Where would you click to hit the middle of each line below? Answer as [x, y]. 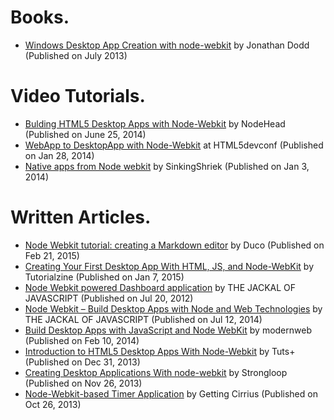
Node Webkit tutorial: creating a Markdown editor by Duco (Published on [174, 245]
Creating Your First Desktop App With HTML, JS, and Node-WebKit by [169, 266]
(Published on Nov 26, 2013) [83, 383]
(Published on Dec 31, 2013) [82, 362]
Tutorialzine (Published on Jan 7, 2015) [104, 277]
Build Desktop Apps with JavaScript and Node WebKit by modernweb [168, 330]
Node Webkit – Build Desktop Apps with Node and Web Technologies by [173, 308]
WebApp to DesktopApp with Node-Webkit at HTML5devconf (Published [174, 145]
